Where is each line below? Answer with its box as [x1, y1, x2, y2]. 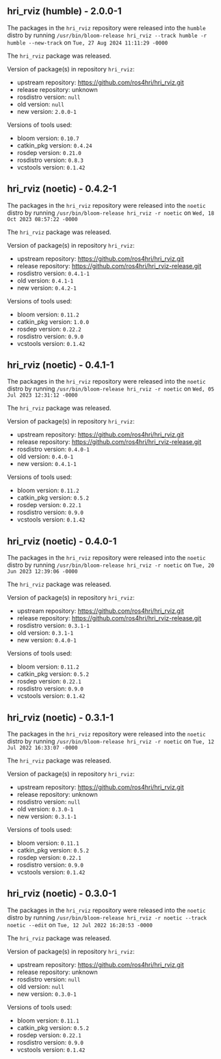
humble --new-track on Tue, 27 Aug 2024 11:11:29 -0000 [7, 38, 168, 47]
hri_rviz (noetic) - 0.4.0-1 [7, 535, 117, 547]
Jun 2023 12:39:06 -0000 [7, 568, 78, 575]
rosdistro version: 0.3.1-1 [16, 621, 90, 630]
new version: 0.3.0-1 [16, 990, 77, 998]
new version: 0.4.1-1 [16, 460, 77, 468]
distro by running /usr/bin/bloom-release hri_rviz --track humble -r [7, 31, 207, 39]
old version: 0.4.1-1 [16, 276, 74, 284]
